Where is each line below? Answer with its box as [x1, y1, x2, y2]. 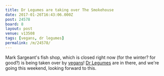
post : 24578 [5, 17, 30, 22]
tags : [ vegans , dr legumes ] [5, 36, 65, 41]
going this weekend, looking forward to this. [5, 65, 97, 71]
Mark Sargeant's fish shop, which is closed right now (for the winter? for [5, 54, 156, 60]
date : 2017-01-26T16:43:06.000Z [5, 12, 73, 17]
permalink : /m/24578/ [5, 41, 51, 46]
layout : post [5, 26, 33, 31]
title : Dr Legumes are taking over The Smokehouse [5, 7, 114, 13]
